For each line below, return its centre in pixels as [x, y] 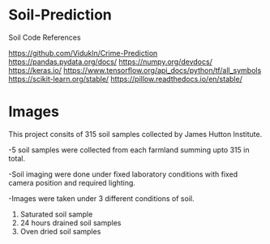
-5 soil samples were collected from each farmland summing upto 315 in [129, 150]
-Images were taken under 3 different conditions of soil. [101, 198]
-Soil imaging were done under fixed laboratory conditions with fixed [123, 174]
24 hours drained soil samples [71, 223]
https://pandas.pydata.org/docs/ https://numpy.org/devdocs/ [110, 62]
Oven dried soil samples [60, 231]
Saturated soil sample [56, 214]
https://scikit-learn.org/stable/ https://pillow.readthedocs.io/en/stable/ [126, 79]
